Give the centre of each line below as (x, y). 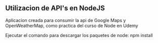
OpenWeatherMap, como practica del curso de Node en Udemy (72, 25)
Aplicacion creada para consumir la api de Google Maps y (66, 20)
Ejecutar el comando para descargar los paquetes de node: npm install (79, 35)
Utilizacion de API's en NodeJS (55, 8)
